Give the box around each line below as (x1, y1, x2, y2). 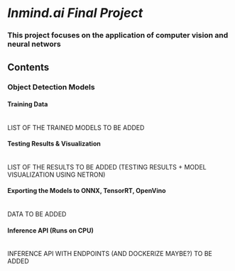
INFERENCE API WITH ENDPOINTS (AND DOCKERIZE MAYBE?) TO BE (7, 250, 213, 258)
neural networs (7, 39, 62, 49)
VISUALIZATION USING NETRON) (7, 170, 106, 179)
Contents (7, 61, 50, 73)
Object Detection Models (7, 82, 95, 92)
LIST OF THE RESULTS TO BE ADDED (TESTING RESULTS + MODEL (7, 162, 207, 171)
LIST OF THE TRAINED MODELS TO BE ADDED (7, 123, 145, 132)
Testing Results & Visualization (7, 140, 101, 148)
